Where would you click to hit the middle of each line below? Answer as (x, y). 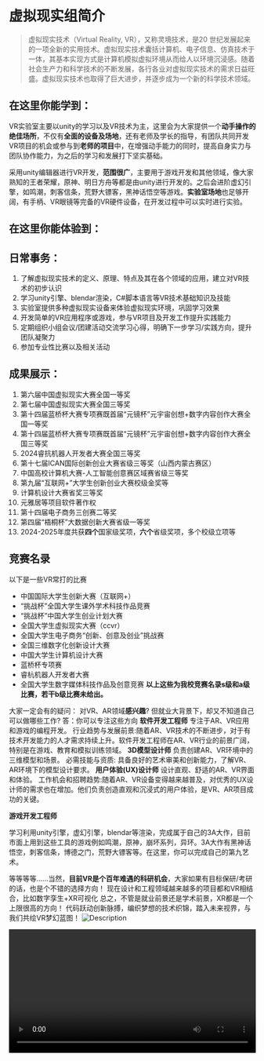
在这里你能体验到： (55, 229)
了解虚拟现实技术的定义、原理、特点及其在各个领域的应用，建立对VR (131, 278)
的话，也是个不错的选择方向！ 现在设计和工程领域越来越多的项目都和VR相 (128, 888)
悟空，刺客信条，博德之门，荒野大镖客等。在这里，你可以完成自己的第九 (125, 851)
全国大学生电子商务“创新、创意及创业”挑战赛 (92, 635)
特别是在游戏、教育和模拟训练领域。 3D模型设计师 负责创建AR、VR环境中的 (131, 749)
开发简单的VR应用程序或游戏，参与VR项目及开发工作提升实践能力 (126, 317)
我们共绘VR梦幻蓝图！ (45, 917)
